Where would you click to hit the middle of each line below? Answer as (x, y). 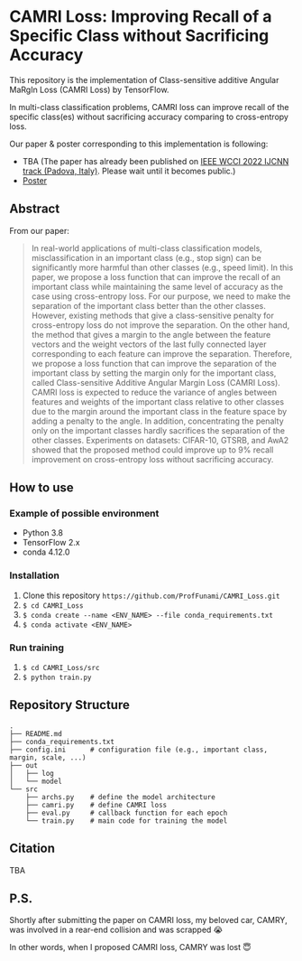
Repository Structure (70, 705)
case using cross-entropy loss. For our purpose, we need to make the (161, 296)
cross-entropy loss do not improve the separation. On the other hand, (160, 325)
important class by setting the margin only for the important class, (154, 373)
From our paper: (39, 230)
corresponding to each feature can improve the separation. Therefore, (162, 353)
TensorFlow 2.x (51, 543)
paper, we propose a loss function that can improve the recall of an (156, 276)
